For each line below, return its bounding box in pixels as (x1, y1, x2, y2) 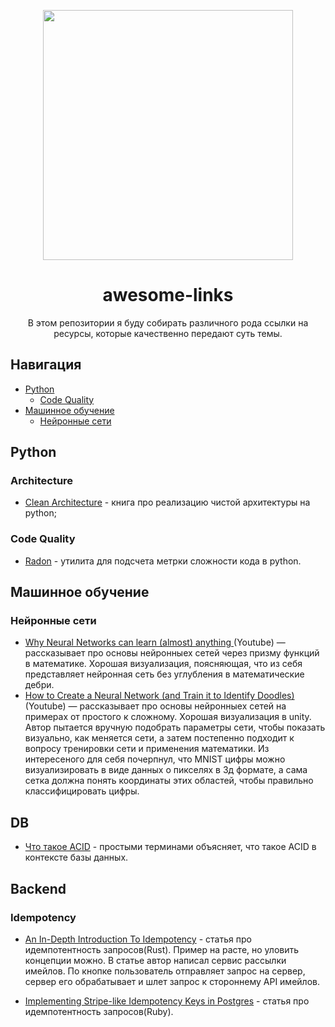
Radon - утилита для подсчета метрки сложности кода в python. (24, 555, 302, 567)
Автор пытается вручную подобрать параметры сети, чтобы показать (24, 721, 326, 734)
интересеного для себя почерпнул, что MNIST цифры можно (24, 753, 286, 765)
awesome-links (102, 284, 234, 307)
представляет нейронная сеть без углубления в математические (24, 668, 305, 680)
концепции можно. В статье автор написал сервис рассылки (24, 954, 287, 966)
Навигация (10, 356, 82, 374)
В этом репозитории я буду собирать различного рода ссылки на (27, 316, 309, 329)
